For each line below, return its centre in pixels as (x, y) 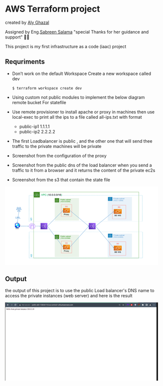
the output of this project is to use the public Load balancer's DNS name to (80, 290)
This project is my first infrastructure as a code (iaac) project (66, 46)
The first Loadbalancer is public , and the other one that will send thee (82, 141)
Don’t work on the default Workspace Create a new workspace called (81, 74)
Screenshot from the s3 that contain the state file (61, 180)
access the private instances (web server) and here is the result (69, 295)
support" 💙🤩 (17, 37)
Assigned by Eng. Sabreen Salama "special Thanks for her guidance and (77, 32)
